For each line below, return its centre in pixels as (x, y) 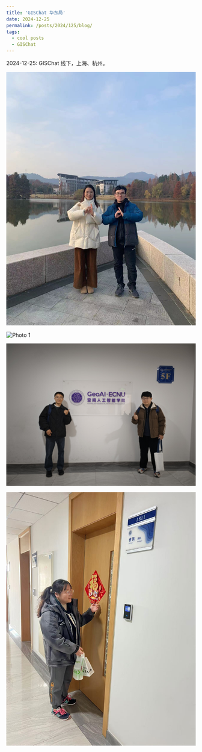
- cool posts (28, 38)
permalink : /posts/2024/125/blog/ (50, 25)
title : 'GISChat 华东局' (36, 13)
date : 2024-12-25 (28, 19)
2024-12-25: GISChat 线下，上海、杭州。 (57, 63)
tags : (13, 32)
